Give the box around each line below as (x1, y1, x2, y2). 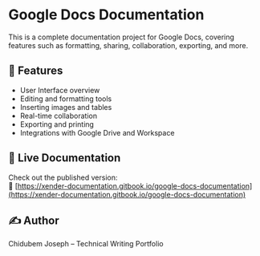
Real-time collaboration (19, 111, 98, 120)
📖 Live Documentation (8, 151, 121, 165)
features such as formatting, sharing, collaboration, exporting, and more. (8, 40, 249, 50)
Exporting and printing (19, 119, 95, 129)
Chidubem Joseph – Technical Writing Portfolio (8, 239, 164, 249)
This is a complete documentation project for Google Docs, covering (8, 32, 235, 42)
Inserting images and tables (19, 102, 112, 112)
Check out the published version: (8, 173, 118, 182)
